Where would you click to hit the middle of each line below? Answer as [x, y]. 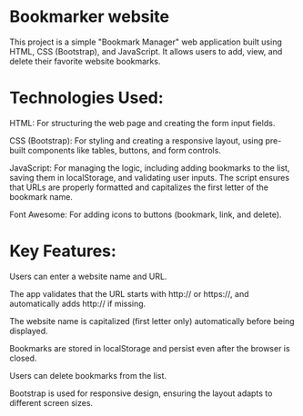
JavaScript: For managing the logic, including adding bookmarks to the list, [150, 168]
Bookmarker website [90, 17]
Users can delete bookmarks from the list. [88, 375]
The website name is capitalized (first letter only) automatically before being [152, 321]
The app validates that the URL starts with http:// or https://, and [129, 293]
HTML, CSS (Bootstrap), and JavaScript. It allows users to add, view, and [146, 51]
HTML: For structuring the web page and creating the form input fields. [142, 123]
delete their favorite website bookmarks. [85, 61]
